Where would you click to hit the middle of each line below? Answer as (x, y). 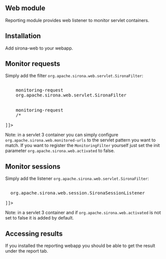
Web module (25, 8)
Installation (23, 36)
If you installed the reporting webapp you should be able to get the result (80, 246)
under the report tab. (27, 251)
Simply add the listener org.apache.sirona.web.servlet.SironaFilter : (77, 178)
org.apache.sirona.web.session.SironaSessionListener (77, 193)
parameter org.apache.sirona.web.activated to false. (60, 151)
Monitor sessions (33, 166)
